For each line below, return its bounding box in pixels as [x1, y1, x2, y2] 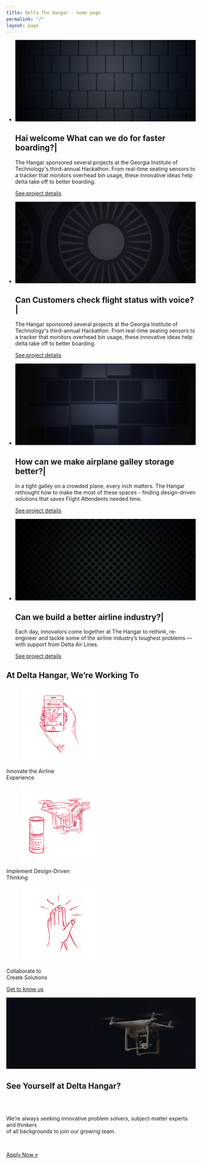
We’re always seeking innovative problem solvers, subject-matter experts [6, 1115, 188, 1122]
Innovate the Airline [6, 768, 55, 775]
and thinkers [6, 1121, 37, 1128]
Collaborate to [6, 967, 41, 975]
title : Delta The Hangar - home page [6, 10, 101, 16]
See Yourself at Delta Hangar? [6, 1081, 121, 1091]
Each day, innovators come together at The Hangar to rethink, [14, 628, 168, 635]
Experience [6, 774, 35, 781]
